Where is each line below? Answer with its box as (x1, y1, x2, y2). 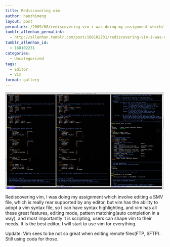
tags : (5, 61, 17, 67)
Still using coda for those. (5, 236, 59, 242)
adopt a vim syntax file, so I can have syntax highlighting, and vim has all (5, 205, 157, 211)
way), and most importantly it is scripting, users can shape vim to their (5, 215, 152, 221)
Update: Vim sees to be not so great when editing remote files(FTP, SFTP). (5, 230, 161, 236)
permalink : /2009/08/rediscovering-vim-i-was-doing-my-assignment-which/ (5, 24, 164, 29)
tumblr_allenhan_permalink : (5, 29, 65, 35)
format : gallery (5, 77, 39, 83)
